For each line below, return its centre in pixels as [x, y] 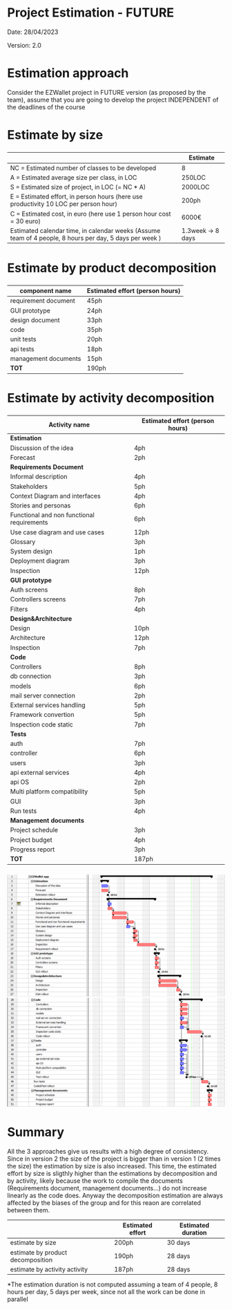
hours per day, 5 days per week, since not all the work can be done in [106, 1292]
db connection [31, 676]
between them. [29, 1210]
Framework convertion [42, 715]
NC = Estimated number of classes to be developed [83, 168]
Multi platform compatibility [49, 792]
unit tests [23, 339]
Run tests [23, 811]
